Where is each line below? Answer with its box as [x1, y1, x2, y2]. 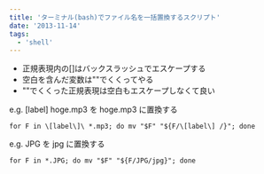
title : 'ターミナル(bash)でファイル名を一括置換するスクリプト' [9, 12, 221, 22]
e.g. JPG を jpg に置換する [9, 138, 105, 149]
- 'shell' [17, 37, 53, 47]
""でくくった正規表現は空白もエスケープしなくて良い [21, 85, 215, 96]
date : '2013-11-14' [9, 21, 82, 30]
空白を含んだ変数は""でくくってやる [21, 75, 154, 85]
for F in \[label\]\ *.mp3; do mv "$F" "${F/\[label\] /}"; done [9, 122, 255, 131]
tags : [9, 29, 29, 38]
